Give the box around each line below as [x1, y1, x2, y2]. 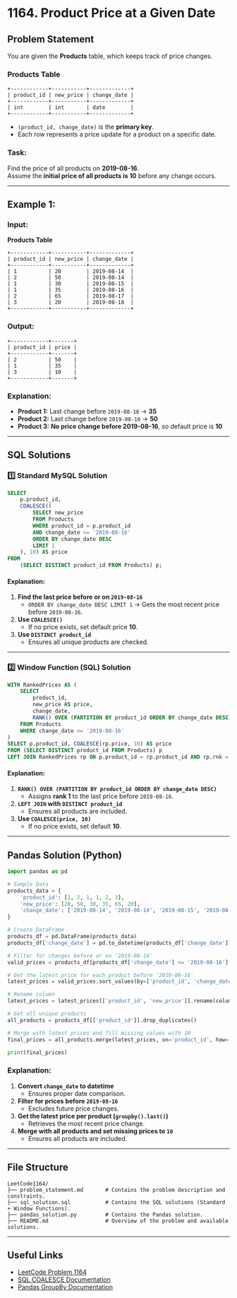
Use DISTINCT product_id [17, 631, 92, 639]
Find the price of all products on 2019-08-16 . [7, 164, 140, 173]
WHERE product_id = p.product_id [32, 522, 131, 530]
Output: [7, 322, 35, 332]
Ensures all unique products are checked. [28, 638, 150, 646]
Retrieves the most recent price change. [28, 1119, 145, 1128]
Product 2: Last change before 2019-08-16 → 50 [17, 414, 159, 423]
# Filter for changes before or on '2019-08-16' [7, 952, 153, 959]
